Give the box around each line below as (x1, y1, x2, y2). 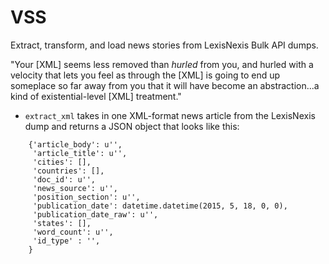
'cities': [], (32, 157, 92, 167)
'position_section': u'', (32, 192, 141, 202)
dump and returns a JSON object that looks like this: (24, 120, 240, 132)
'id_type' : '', (32, 236, 101, 246)
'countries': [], (32, 166, 105, 176)
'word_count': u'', (32, 227, 114, 237)
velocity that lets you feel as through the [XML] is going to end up (10, 69, 281, 81)
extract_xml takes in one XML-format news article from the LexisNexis (24, 109, 316, 121)
